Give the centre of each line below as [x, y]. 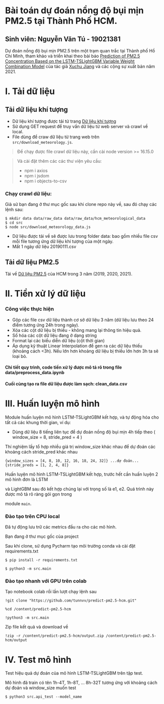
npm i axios [36, 171]
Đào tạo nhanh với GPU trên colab [46, 581]
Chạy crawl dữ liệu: [29, 194]
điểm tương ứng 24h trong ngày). [46, 325]
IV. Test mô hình [38, 660]
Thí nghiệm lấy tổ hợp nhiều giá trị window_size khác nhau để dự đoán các [80, 447]
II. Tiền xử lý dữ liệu [45, 294]
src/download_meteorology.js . [43, 142]
